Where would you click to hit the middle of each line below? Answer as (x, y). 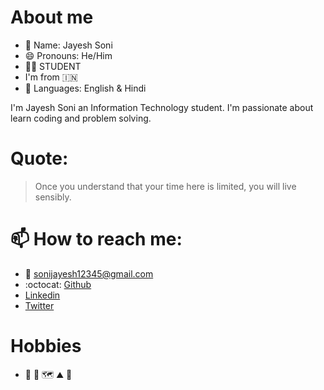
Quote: (39, 158)
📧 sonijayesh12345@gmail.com (89, 273)
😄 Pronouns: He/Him (68, 55)
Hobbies (46, 346)
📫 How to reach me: (96, 239)
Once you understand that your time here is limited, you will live (165, 186)
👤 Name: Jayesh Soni (68, 45)
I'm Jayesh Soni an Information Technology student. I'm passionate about (162, 107)
